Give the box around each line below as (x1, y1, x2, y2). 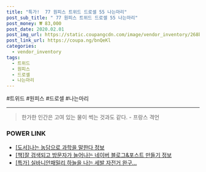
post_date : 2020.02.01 (6, 26, 64, 32)
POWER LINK (6, 129, 46, 138)
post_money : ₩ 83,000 (6, 20, 62, 26)
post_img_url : (6, 32, 43, 38)
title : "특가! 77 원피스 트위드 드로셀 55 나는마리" (6, 9, 128, 15)
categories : (6, 43, 37, 50)
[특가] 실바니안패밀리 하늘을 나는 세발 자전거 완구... (15, 159, 137, 166)
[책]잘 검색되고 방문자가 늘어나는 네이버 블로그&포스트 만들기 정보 (15, 151, 172, 159)
